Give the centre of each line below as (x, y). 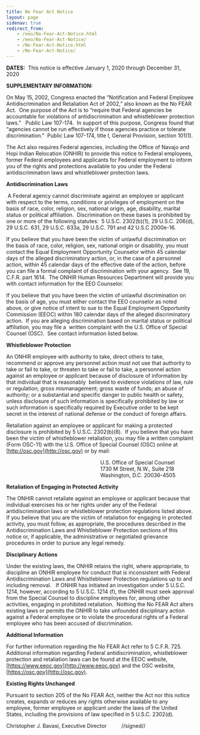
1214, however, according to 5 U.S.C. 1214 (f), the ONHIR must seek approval (100, 591)
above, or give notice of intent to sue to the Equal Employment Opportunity (98, 308)
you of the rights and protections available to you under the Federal (89, 166)
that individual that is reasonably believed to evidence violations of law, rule (100, 382)
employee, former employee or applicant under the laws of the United (92, 707)
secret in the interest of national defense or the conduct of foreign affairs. (97, 414)
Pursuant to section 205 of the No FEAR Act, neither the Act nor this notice (98, 695)
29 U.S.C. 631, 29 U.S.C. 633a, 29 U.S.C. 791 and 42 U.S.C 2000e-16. (91, 227)
